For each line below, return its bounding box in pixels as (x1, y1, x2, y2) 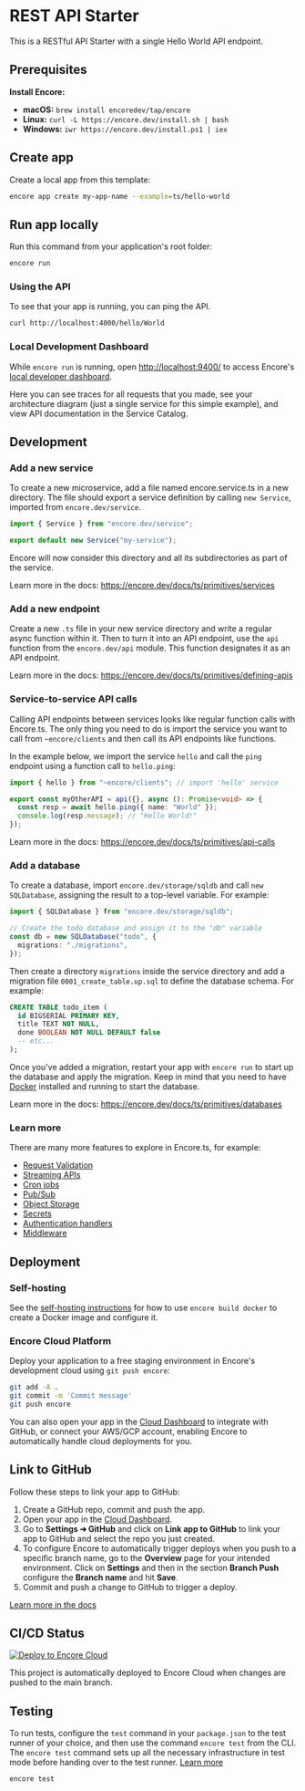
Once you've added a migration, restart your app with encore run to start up (9, 1061, 294, 1072)
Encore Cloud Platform (9, 1334, 112, 1347)
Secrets (22, 1208, 52, 1219)
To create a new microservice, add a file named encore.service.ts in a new (9, 483, 290, 494)
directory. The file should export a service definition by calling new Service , (9, 492, 291, 503)
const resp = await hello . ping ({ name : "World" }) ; (17, 803, 219, 812)
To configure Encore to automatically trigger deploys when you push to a (22, 1543, 297, 1554)
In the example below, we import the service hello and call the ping (9, 750, 262, 762)
